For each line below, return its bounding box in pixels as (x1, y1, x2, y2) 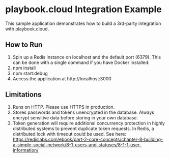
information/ (12, 147, 39, 153)
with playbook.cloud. (5, 25, 49, 31)
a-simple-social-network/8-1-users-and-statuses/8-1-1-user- (12, 141, 142, 148)
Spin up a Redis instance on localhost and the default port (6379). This (12, 54, 161, 60)
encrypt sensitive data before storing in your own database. (12, 114, 138, 120)
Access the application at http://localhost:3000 (12, 75, 112, 82)
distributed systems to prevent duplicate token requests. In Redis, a (12, 125, 154, 132)
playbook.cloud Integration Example (5, 4, 162, 15)
